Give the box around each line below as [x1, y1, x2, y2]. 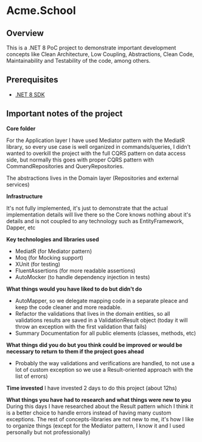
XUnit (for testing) [15, 260, 61, 268]
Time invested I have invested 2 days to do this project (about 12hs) [6, 384, 178, 391]
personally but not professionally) [6, 428, 91, 436]
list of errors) [15, 372, 48, 380]
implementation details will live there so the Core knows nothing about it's [6, 211, 192, 218]
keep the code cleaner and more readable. [15, 303, 122, 311]
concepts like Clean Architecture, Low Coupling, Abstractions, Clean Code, [6, 51, 195, 58]
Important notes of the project [6, 109, 123, 119]
